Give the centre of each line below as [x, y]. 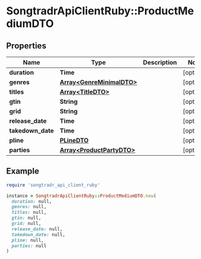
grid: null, [27, 224]
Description [160, 62]
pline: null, [28, 240]
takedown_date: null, [39, 235]
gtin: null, [27, 218]
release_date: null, [37, 229]
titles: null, [29, 212]
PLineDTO [74, 140]
